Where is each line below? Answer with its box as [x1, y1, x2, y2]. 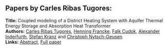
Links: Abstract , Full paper [5, 39, 62, 45]
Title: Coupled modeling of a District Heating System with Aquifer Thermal [5, 17, 163, 23]
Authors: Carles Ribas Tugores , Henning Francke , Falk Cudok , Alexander [5, 28, 160, 34]
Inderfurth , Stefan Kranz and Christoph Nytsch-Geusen [5, 33, 123, 39]
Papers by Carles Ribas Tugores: [5, 4, 112, 13]
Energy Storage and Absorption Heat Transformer [5, 23, 111, 29]
